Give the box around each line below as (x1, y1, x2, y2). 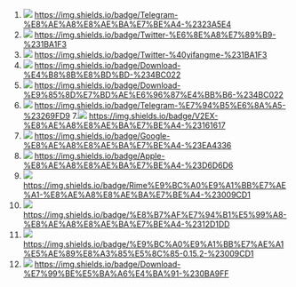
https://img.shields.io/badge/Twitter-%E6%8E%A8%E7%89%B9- (34, 29, 276, 40)
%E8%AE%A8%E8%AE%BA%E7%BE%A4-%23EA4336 (22, 140, 232, 150)
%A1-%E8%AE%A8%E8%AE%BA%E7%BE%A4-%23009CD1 (22, 189, 252, 200)
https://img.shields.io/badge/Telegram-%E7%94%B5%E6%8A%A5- (34, 100, 286, 110)
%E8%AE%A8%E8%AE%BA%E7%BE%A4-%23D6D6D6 (22, 160, 234, 171)
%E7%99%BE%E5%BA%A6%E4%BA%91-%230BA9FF (22, 268, 229, 279)
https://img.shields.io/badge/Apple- (34, 151, 165, 161)
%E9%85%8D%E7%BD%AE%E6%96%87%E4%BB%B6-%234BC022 (22, 90, 284, 100)
